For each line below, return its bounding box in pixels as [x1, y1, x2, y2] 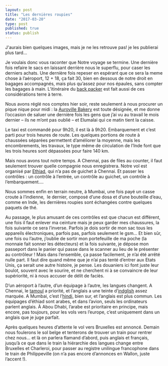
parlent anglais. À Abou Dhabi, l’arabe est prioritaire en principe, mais [5, 304, 148, 309]
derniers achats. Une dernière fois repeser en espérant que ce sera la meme [5, 70, 163, 76]
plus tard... [5, 50, 27, 56]
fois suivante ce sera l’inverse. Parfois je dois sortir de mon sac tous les [5, 225, 153, 231]
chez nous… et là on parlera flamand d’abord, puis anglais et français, [5, 335, 149, 340]
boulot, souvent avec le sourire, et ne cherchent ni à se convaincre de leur [5, 267, 158, 273]
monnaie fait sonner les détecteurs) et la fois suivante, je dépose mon [5, 241, 149, 247]
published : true [5, 26, 39, 31]
